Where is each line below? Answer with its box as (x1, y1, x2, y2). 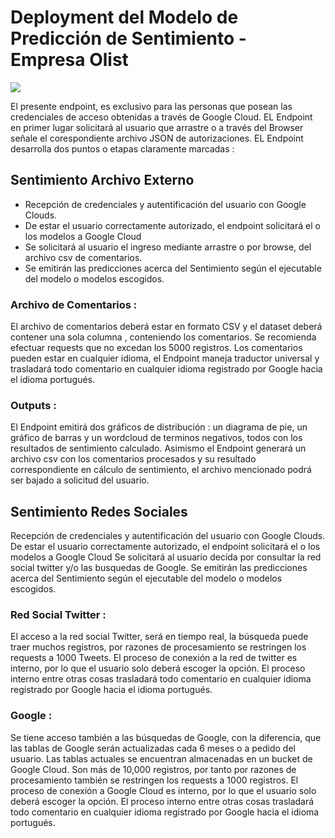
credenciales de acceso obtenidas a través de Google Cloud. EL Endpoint (10, 111, 313, 123)
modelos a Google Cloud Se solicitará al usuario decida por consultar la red (10, 551, 322, 563)
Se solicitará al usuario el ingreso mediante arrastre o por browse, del (24, 241, 312, 253)
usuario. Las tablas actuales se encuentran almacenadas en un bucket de (10, 752, 313, 765)
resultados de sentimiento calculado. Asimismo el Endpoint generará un (10, 442, 307, 455)
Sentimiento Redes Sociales (10, 503, 188, 520)
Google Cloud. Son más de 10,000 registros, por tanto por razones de (10, 763, 297, 775)
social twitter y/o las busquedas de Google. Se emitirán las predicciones (10, 562, 308, 574)
